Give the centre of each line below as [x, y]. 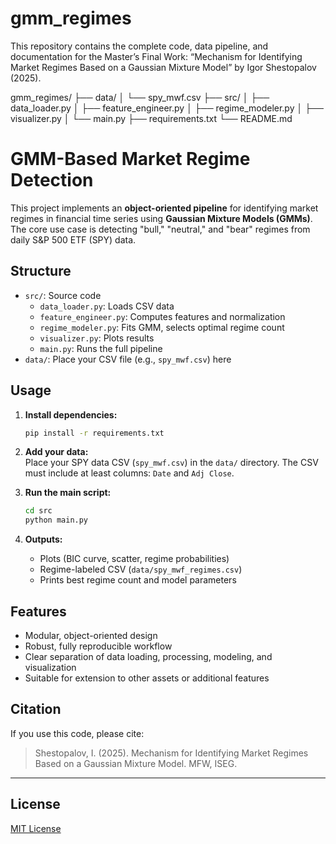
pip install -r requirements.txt [94, 433]
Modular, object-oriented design [91, 635]
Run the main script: [68, 493]
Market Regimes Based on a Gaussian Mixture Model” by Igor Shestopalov [163, 67]
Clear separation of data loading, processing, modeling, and [148, 656]
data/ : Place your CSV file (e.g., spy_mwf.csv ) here [128, 359]
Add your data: [56, 452]
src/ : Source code [63, 295]
